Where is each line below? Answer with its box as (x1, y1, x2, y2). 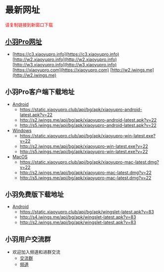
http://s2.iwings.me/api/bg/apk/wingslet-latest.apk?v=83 (19, 220, 136, 226)
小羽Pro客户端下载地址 (5, 88, 75, 96)
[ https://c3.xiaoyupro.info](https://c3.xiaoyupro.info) (12, 51, 119, 57)
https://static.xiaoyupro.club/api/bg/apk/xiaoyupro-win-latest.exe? (19, 133, 156, 138)
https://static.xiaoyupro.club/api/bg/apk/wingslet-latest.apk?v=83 (19, 209, 155, 215)
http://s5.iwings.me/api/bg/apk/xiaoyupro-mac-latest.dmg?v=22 (19, 175, 152, 181)
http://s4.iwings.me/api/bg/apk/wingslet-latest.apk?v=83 (19, 214, 136, 220)
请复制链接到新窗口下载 (5, 22, 53, 28)
